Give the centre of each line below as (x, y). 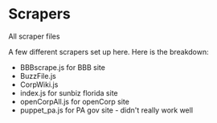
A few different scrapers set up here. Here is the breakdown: (108, 51)
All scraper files (34, 36)
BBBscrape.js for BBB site (63, 67)
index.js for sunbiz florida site (69, 92)
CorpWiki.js (39, 84)
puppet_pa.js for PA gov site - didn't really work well (106, 110)
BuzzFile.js (38, 76)
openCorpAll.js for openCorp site (75, 101)
